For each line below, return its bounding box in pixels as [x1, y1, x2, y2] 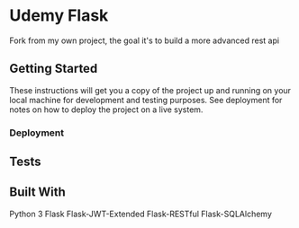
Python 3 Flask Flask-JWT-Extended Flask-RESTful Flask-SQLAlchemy [9, 208, 272, 219]
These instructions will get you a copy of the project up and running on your [9, 84, 291, 95]
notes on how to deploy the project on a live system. [9, 104, 204, 115]
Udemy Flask [9, 5, 109, 26]
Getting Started [9, 61, 98, 76]
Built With [9, 185, 66, 200]
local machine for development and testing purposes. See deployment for [9, 94, 283, 105]
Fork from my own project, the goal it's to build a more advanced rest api [9, 35, 280, 46]
